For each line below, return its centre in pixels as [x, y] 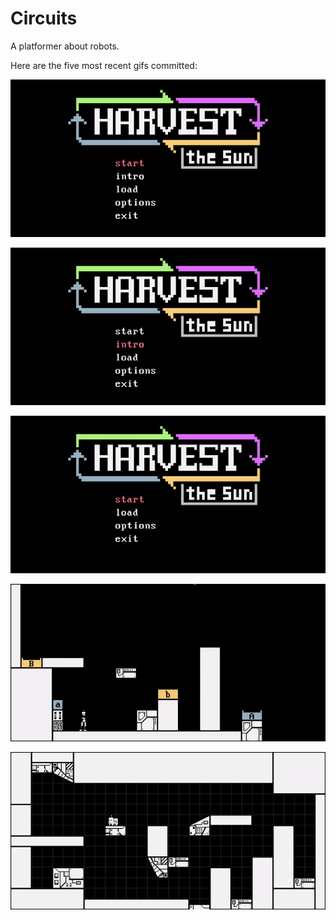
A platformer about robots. [65, 46]
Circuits [44, 18]
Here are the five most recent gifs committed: [104, 65]
